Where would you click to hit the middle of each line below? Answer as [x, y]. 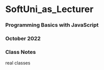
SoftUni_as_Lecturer [49, 9]
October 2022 [23, 39]
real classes [18, 63]
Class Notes [21, 52]
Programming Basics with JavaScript [52, 25]
